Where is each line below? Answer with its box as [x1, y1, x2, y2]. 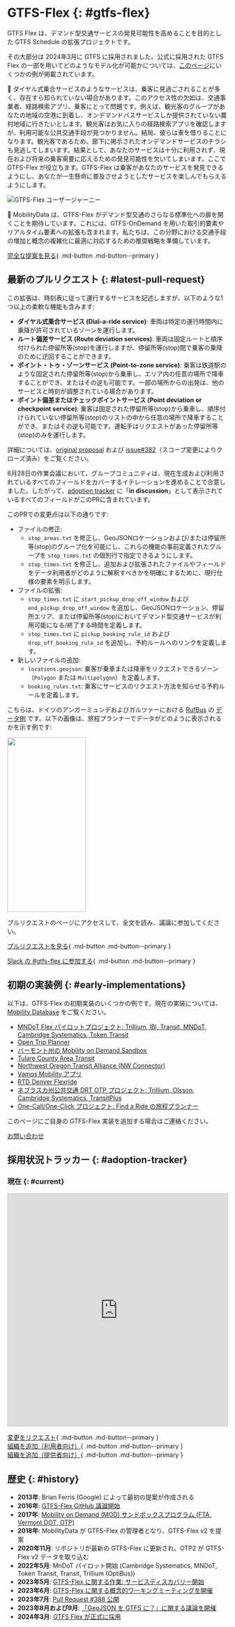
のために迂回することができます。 [17, 352, 115, 360]
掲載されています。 [43, 70, 99, 78]
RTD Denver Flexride [17, 1077, 77, 1086]
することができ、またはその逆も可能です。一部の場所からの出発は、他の [17, 378, 225, 387]
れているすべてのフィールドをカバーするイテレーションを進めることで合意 [7, 477, 220, 486]
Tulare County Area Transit [17, 1054, 96, 1062]
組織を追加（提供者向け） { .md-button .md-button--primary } [7, 1450, 183, 1459]
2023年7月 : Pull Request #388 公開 [17, 1595, 120, 1603]
